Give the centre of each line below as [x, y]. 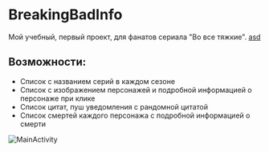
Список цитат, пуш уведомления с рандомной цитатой [114, 106]
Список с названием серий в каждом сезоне [97, 81]
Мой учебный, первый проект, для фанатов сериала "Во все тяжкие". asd [134, 37]
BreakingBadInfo [65, 15]
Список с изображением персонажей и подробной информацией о [136, 90]
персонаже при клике [57, 98]
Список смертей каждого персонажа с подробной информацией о [135, 115]
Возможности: [47, 62]
